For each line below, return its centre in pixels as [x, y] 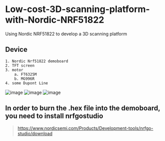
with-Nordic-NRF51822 [55, 20]
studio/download [35, 133]
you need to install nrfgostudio [54, 116]
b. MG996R [25, 79]
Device [16, 49]
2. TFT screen [20, 65]
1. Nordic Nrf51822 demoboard [37, 61]
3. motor [14, 70]
